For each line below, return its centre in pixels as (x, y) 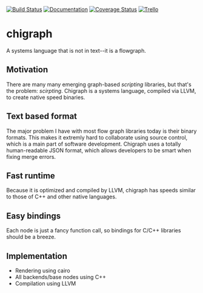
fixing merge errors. (31, 157)
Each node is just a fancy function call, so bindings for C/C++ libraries (94, 231)
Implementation (37, 256)
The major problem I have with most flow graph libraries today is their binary (101, 131)
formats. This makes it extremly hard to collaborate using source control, (97, 137)
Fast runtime (31, 176)
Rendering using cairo (43, 271)
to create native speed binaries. (46, 97)
